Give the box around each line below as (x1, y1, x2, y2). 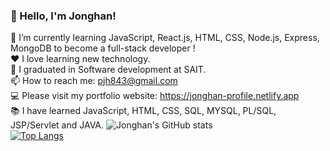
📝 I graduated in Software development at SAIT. (10, 64, 207, 76)
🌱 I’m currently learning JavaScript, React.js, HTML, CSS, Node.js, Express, (10, 32, 320, 44)
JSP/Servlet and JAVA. (10, 119, 105, 131)
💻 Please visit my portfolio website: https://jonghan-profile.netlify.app (10, 90, 300, 102)
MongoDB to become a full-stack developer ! (10, 42, 196, 54)
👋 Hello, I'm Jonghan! (10, 9, 117, 23)
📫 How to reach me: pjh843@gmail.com (10, 75, 178, 87)
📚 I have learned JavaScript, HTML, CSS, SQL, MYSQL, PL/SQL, (10, 105, 277, 117)
